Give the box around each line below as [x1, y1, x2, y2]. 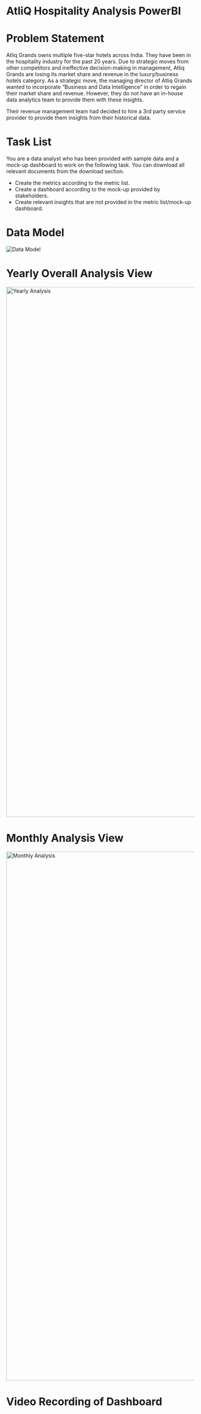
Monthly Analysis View [6, 831, 124, 845]
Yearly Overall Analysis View [6, 267, 153, 280]
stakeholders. [14, 192, 49, 199]
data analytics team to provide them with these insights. [6, 96, 144, 103]
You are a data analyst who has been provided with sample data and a [6, 155, 179, 163]
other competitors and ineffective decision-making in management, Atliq [6, 64, 185, 71]
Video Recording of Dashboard [6, 1395, 163, 1409]
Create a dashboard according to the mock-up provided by [14, 186, 160, 193]
